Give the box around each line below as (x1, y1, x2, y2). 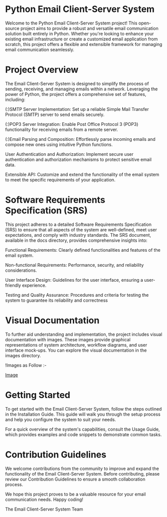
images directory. (5, 352, 41, 358)
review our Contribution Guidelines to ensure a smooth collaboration (5, 476, 146, 482)
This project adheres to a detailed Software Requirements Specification (5, 221, 152, 227)
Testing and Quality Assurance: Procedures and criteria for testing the (5, 292, 149, 298)
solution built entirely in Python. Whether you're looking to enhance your (5, 30, 154, 36)
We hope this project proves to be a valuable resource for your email (5, 491, 146, 497)
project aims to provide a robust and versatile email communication (20, 25, 159, 31)
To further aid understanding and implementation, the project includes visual (5, 331, 163, 337)
